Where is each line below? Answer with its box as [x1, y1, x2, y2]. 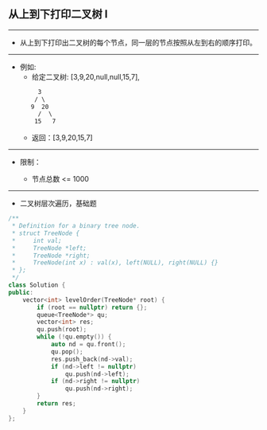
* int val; [11, 236, 62, 244]
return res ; [37, 400, 77, 408]
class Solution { [8, 281, 66, 289]
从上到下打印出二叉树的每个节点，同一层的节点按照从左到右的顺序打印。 [19, 37, 257, 47]
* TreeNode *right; [11, 252, 91, 260]
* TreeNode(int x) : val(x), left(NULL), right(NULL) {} [11, 259, 219, 267]
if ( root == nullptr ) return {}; [37, 303, 148, 311]
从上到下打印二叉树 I [8, 7, 108, 21]
